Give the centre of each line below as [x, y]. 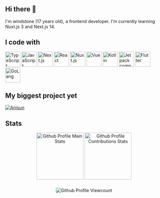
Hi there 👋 [21, 9]
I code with [23, 42]
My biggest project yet [41, 96]
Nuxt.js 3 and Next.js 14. [30, 26]
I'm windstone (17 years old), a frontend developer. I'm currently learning [80, 21]
